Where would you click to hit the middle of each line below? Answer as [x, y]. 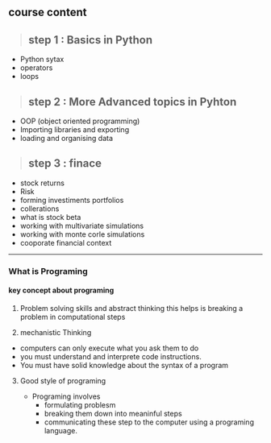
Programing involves [66, 396]
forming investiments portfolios [72, 200]
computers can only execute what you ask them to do [109, 348]
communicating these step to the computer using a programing [149, 422]
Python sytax [42, 60]
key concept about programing [61, 290]
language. [61, 430]
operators [36, 68]
